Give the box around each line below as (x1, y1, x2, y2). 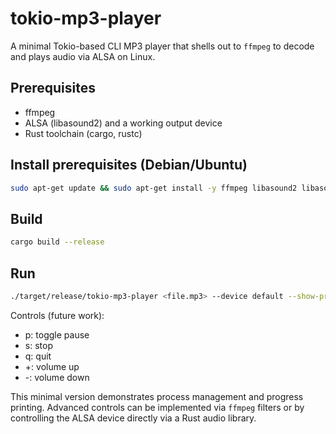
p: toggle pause (24, 328, 90, 341)
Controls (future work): (10, 309, 105, 321)
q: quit (24, 350, 52, 362)
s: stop (24, 339, 53, 351)
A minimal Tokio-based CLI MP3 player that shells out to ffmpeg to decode (10, 40, 315, 52)
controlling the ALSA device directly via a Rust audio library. (10, 412, 257, 424)
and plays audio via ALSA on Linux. (10, 50, 156, 62)
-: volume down (24, 371, 90, 383)
